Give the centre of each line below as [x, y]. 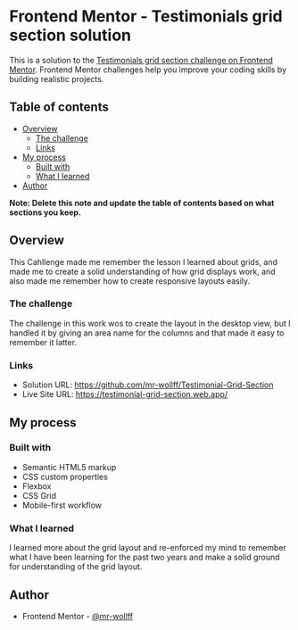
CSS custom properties [65, 477]
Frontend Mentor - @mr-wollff [78, 616]
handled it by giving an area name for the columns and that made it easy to [147, 333]
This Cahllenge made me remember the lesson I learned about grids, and [144, 261]
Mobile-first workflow [62, 505]
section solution [70, 35]
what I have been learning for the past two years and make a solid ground [145, 557]
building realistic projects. [57, 79]
